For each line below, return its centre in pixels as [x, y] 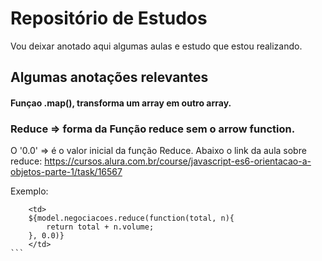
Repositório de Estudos [109, 18]
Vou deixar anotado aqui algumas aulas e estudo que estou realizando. [156, 46]
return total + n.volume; [100, 227]
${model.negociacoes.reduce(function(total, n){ [131, 218]
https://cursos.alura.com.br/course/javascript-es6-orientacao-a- [178, 161]
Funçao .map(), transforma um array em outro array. [121, 103]
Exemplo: [29, 191]
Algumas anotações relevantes [109, 77]
